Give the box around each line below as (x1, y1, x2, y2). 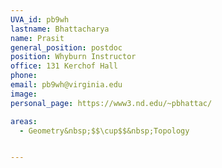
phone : (10, 71, 38, 81)
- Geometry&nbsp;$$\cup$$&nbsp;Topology (19, 126, 190, 136)
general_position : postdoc (10, 42, 123, 53)
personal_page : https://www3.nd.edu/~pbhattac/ (10, 98, 213, 108)
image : (10, 89, 38, 99)
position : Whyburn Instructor (10, 52, 137, 62)
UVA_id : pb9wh (10, 14, 70, 25)
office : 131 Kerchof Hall (10, 61, 118, 71)
